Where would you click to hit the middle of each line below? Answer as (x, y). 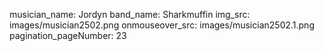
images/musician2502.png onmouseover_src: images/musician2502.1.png (162, 25)
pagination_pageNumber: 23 (68, 35)
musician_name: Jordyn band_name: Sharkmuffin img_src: (130, 14)
